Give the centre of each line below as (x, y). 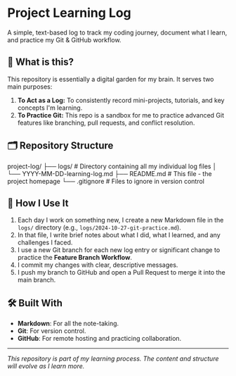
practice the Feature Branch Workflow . (74, 258)
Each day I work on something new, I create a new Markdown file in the (120, 220)
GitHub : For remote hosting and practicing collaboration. (99, 339)
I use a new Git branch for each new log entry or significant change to (119, 250)
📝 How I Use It (38, 203)
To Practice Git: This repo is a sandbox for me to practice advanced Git (121, 115)
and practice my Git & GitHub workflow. (64, 39)
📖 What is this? (40, 62)
